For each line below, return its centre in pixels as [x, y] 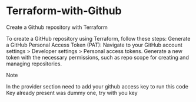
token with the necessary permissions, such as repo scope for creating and [98, 57]
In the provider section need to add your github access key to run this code [97, 86]
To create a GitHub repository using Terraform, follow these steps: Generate [98, 38]
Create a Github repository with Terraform [57, 27]
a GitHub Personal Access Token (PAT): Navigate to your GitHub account [94, 45]
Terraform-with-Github [64, 11]
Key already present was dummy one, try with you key [72, 93]
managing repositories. [34, 64]
